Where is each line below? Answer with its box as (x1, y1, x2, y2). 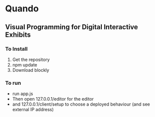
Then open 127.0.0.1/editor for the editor (12, 96, 94, 102)
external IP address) (12, 107, 54, 113)
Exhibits (5, 30, 31, 39)
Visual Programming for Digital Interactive (5, 23, 138, 31)
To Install (5, 45, 28, 52)
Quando (5, 3, 39, 14)
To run (5, 79, 21, 86)
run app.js (12, 91, 33, 97)
